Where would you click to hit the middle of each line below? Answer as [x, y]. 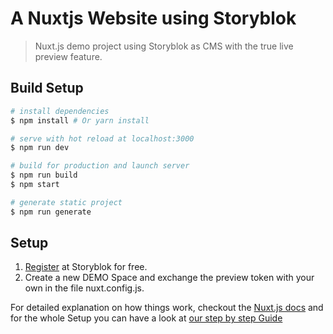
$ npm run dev [40, 148]
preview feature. [68, 56]
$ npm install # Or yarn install [80, 120]
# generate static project [66, 202]
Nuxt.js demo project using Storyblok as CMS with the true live [164, 46]
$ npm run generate [51, 212]
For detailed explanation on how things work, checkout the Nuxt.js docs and [167, 308]
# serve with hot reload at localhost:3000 [102, 138]
